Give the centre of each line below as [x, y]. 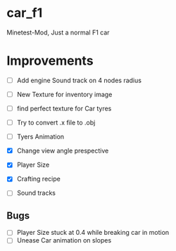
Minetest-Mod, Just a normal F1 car [58, 32]
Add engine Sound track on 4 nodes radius [79, 80]
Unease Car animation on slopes [64, 240]
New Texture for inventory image [64, 94]
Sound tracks [36, 193]
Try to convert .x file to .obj [56, 123]
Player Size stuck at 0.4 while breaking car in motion [93, 233]
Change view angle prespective [63, 151]
